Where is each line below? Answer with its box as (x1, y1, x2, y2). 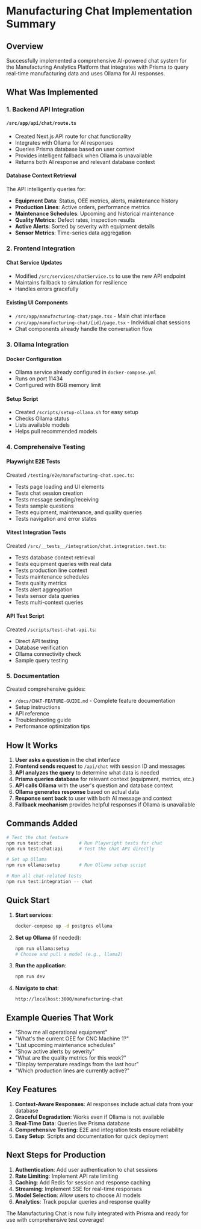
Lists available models (14, 421, 70, 429)
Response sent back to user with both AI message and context (14, 794, 172, 802)
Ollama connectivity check (14, 650, 81, 658)
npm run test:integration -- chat (6, 879, 93, 885)
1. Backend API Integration (6, 105, 85, 114)
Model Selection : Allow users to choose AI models (14, 1192, 141, 1199)
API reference (14, 710, 49, 717)
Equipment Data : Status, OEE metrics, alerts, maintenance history (14, 197, 179, 204)
